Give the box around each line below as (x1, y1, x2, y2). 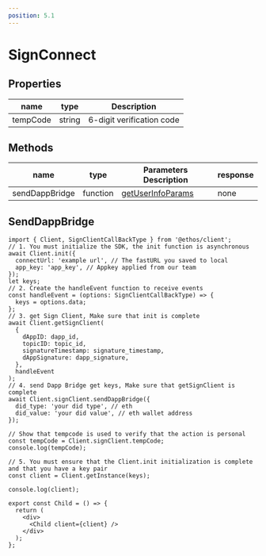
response (217, 170, 254, 181)
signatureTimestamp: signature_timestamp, (22, 347, 165, 355)
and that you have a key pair (8, 465, 108, 473)
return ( (15, 507, 44, 515)
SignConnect (8, 45, 97, 63)
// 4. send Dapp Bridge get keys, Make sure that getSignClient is (8, 382, 236, 389)
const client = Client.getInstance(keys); (8, 472, 150, 480)
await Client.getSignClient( (8, 319, 104, 328)
